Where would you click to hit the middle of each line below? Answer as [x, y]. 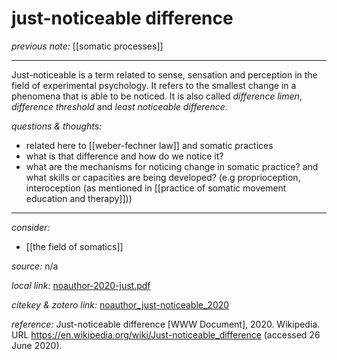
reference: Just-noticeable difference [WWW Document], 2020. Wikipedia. [166, 324]
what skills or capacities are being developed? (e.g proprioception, [163, 177]
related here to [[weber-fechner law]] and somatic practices [149, 145]
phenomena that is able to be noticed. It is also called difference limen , [157, 96]
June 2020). [37, 345]
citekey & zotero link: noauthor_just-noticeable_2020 [120, 304]
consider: [31, 227]
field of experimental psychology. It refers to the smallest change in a [154, 85]
